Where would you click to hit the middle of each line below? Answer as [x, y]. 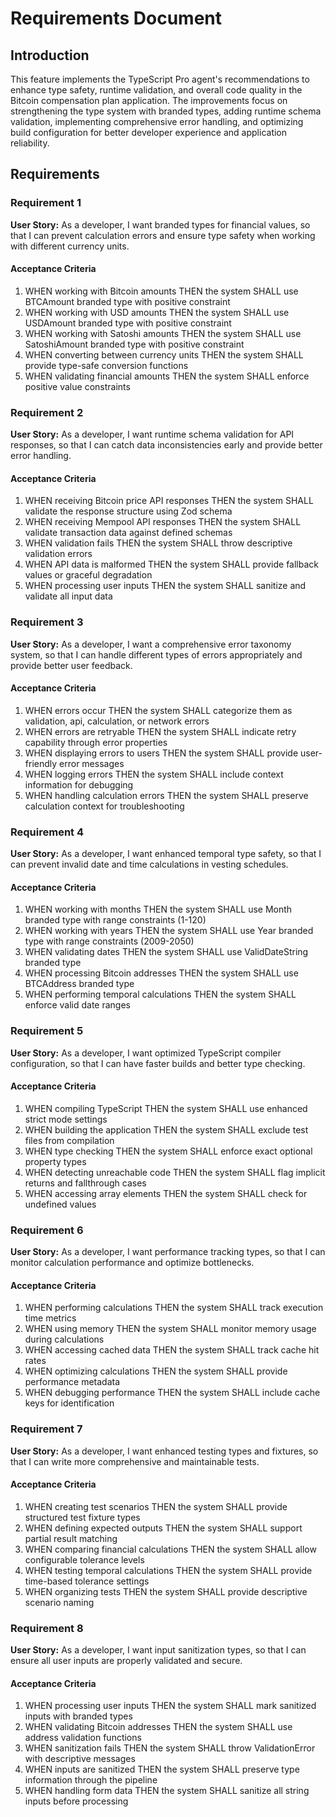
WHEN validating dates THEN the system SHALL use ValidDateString [166, 952]
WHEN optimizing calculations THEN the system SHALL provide [156, 1371]
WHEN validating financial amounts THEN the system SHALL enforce [167, 376]
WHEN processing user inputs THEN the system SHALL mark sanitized [170, 1706]
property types [55, 1161]
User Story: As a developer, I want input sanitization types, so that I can [158, 1650]
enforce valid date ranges [78, 1005]
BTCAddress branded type [79, 984]
